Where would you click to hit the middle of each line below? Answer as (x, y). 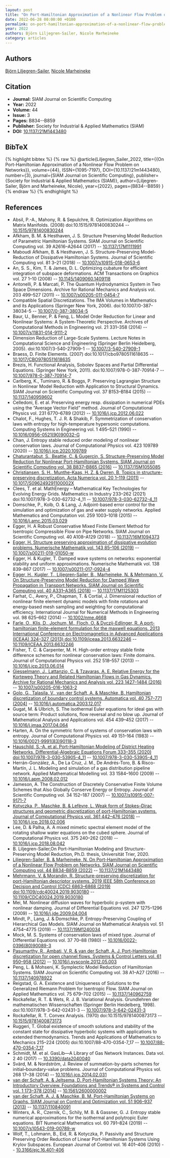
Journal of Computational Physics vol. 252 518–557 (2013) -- (76, 660)
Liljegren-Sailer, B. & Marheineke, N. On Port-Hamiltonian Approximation (88, 860)
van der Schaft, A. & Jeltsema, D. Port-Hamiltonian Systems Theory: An (87, 1080)
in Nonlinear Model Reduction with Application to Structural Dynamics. (86, 386)
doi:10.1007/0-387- (133, 306)
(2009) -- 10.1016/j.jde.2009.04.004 (50, 914)
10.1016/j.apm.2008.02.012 (40, 779)
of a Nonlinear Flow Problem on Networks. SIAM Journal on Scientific (85, 865)
